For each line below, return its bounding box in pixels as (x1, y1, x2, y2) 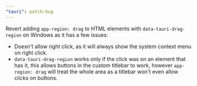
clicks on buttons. (14, 74, 58, 81)
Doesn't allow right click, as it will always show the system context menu (14, 43, 192, 50)
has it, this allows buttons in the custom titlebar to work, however (14, 62, 173, 69)
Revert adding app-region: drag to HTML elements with (5, 25, 141, 32)
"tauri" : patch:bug (5, 8, 54, 15)
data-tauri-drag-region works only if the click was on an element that (14, 55, 186, 62)
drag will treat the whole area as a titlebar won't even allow (35, 68, 179, 75)
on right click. (14, 49, 48, 56)
